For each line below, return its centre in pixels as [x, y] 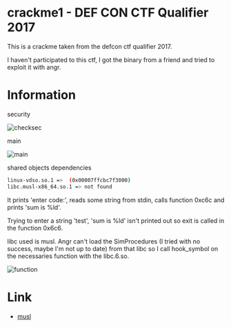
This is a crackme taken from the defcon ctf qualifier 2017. [90, 46]
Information [41, 95]
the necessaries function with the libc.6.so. [68, 256]
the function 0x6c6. [35, 228]
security [19, 114]
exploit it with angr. [34, 67]
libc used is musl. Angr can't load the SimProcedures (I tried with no [104, 241]
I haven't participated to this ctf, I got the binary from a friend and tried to [111, 59]
